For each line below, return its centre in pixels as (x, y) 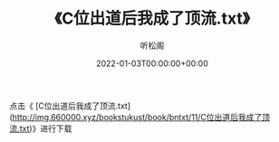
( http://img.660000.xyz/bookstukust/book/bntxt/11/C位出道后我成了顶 (139, 117)
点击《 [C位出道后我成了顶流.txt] (70, 106)
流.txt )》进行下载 (41, 128)
